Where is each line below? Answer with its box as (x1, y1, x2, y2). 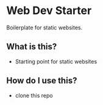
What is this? (6, 42, 57, 52)
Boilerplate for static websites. (6, 24, 83, 31)
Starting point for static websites (15, 57, 98, 65)
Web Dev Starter (6, 4, 92, 18)
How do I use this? (6, 76, 77, 86)
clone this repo (15, 92, 53, 99)
